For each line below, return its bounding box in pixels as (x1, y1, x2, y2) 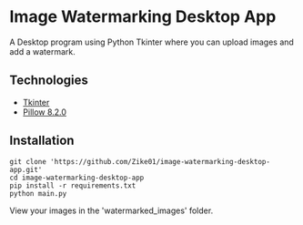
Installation (9, 133, 75, 148)
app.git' (9, 165, 43, 174)
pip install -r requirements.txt (9, 180, 136, 190)
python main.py (9, 189, 67, 198)
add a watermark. (9, 46, 76, 56)
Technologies (9, 73, 89, 88)
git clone (9, 157, 47, 166)
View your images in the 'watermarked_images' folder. (9, 205, 214, 216)
